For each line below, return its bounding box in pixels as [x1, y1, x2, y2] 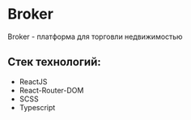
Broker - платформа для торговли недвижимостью [7, 32, 183, 41]
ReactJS [19, 76, 48, 86]
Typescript [19, 102, 56, 112]
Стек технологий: [7, 55, 102, 69]
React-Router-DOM [19, 85, 84, 95]
